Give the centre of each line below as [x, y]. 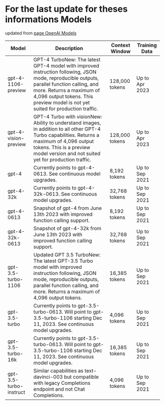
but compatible [82, 377]
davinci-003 [48, 377]
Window [121, 51]
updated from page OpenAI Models [41, 33]
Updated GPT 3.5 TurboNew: [67, 255]
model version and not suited [67, 153]
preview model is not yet [62, 103]
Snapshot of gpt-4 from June [68, 208]
